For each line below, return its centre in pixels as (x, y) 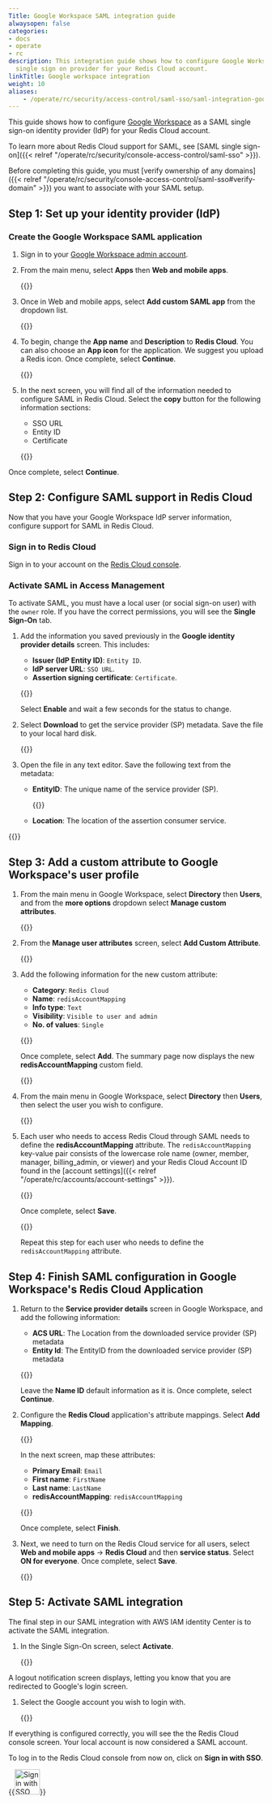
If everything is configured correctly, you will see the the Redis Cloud (123, 1733)
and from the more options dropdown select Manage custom (123, 903)
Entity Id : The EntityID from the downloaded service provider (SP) (142, 1350)
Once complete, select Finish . (70, 1528)
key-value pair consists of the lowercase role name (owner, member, (134, 1154)
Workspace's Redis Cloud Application (106, 1289)
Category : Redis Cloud (70, 990)
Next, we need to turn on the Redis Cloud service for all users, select (135, 1543)
